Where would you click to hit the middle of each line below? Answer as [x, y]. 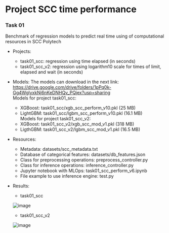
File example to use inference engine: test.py [67, 176]
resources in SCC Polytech [33, 42]
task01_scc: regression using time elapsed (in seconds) [78, 61]
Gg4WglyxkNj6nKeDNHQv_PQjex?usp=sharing [61, 93]
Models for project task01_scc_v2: [55, 119]
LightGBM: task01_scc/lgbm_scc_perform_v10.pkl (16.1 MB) [81, 113]
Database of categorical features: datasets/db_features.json [83, 155]
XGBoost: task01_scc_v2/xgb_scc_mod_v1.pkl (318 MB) [77, 124]
